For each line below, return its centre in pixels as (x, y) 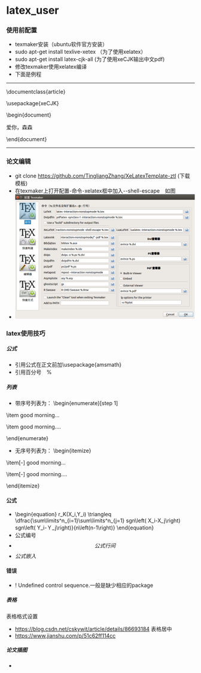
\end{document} (27, 139)
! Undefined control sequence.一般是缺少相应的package (84, 585)
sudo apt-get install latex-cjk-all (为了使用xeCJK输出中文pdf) (90, 59)
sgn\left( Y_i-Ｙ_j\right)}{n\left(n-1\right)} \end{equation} (84, 528)
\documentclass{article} (36, 92)
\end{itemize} (23, 486)
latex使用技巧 (26, 333)
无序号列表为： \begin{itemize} (53, 451)
